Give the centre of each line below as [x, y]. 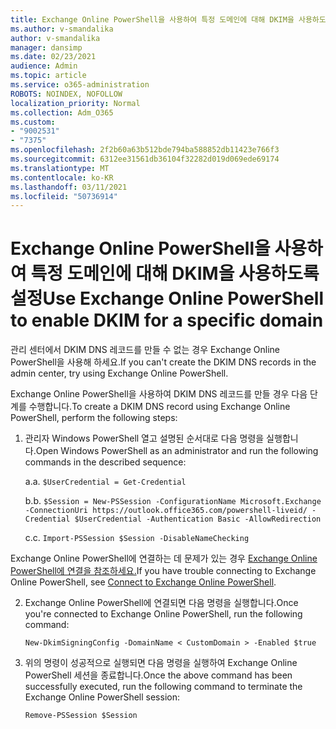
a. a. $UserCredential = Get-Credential [105, 482]
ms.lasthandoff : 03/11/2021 [69, 187]
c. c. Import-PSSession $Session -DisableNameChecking [137, 538]
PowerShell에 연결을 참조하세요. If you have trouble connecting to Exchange [163, 571]
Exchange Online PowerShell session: [102, 697]
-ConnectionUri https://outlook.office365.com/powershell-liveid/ [166, 511]
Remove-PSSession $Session [81, 716]
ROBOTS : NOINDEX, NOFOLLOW [66, 94]
